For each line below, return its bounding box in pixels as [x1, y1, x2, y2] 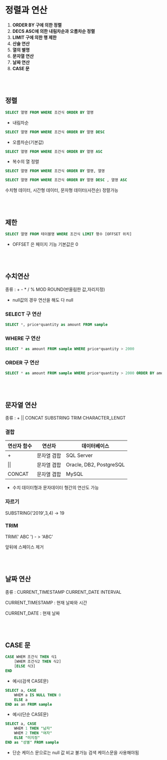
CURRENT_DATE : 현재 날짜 [5, 610, 60, 616]
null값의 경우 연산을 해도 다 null [12, 297, 74, 303]
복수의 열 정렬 [12, 159, 39, 165]
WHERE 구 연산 [5, 334, 41, 341]
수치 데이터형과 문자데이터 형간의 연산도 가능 [12, 485, 99, 491]
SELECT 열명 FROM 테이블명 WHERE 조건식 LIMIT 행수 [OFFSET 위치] [5, 231, 132, 236]
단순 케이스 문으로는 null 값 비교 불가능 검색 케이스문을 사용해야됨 [12, 750, 139, 756]
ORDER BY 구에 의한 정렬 [12, 22, 62, 28]
